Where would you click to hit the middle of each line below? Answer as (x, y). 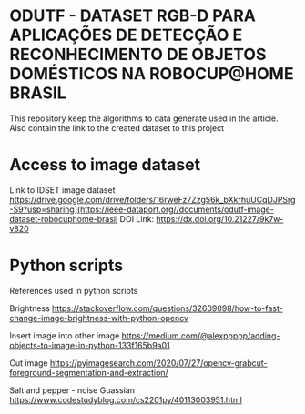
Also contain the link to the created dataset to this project (117, 127)
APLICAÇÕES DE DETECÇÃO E (126, 35)
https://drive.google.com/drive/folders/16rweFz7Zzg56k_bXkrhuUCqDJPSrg (152, 199)
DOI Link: (137, 218)
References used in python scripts (74, 290)
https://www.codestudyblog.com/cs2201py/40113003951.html (126, 399)
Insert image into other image (65, 335)
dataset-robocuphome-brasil (64, 218)
